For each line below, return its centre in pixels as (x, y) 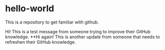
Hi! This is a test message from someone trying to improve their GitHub (78, 31)
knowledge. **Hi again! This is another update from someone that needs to (82, 37)
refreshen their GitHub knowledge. (41, 42)
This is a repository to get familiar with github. (52, 22)
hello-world (30, 9)
